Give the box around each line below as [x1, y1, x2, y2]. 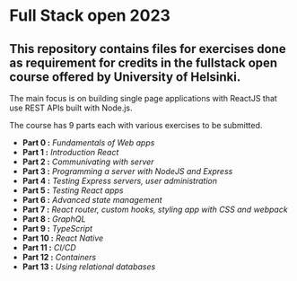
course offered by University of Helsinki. [9, 69, 241, 84]
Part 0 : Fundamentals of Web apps [22, 137, 155, 148]
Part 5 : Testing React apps [22, 185, 124, 196]
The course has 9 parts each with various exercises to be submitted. [9, 120, 263, 130]
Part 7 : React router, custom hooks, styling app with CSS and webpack [22, 204, 289, 215]
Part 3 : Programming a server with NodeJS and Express [22, 166, 233, 176]
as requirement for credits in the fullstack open [9, 55, 278, 70]
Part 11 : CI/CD [22, 242, 76, 252]
